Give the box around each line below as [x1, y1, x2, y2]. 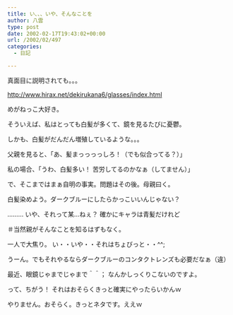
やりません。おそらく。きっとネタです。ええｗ [7, 299, 143, 308]
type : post [7, 23, 40, 30]
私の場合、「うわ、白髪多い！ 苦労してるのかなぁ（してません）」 [7, 165, 194, 173]
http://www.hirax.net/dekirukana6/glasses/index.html [7, 90, 162, 99]
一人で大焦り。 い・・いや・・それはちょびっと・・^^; [7, 239, 166, 248]
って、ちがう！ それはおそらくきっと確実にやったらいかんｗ [7, 285, 181, 293]
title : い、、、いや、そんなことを [7, 10, 93, 18]
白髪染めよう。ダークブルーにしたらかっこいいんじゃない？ [7, 195, 181, 203]
